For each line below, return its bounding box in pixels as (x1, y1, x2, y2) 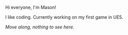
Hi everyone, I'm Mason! (5, 5, 57, 10)
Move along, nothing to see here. (5, 24, 75, 30)
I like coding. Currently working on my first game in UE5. (5, 14, 123, 20)
